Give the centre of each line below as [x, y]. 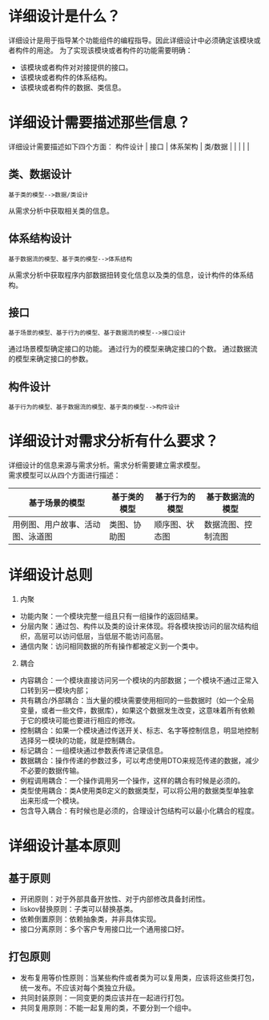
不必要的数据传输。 [52, 770]
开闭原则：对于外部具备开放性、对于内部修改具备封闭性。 [114, 899]
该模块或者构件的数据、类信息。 [72, 87]
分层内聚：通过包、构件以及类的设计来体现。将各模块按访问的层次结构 [136, 626]
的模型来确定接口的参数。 [50, 359]
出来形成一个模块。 [52, 801]
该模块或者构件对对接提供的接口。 [76, 67]
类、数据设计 [40, 175]
